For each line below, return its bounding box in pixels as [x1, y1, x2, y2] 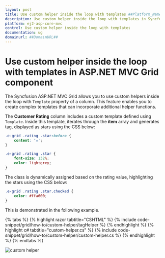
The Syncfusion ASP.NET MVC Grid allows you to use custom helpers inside [5, 93, 160, 99]
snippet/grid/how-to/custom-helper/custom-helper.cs [5, 232, 114, 238]
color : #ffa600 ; [14, 193, 48, 198]
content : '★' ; [14, 138, 43, 143]
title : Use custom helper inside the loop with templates [5, 12, 126, 17]
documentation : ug [5, 30, 43, 35]
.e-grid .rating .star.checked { [5, 188, 74, 194]
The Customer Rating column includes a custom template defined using [5, 113, 151, 119]
